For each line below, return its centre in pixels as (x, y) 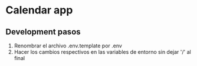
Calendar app (39, 10)
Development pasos (43, 32)
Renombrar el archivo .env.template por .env (68, 46)
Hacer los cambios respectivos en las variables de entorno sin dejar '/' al (102, 52)
